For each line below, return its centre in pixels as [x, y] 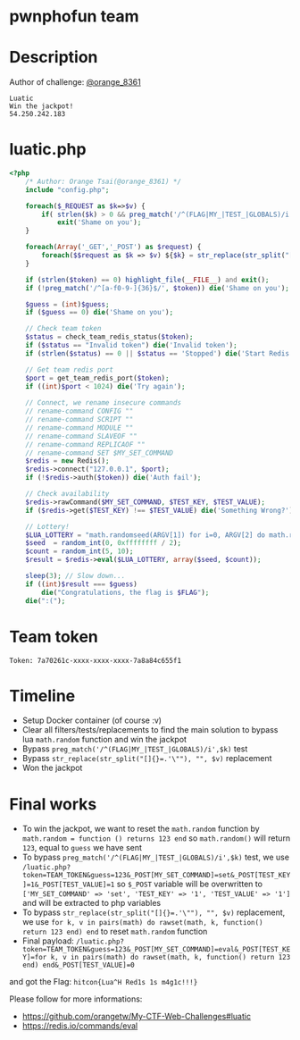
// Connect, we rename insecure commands [103, 403]
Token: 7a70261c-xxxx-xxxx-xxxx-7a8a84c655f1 [95, 660]
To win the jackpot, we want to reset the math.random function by [141, 829]
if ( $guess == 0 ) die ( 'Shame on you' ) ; [100, 313]
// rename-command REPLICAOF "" [85, 444]
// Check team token [63, 329]
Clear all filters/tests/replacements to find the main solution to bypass [150, 730]
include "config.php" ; [67, 189]
